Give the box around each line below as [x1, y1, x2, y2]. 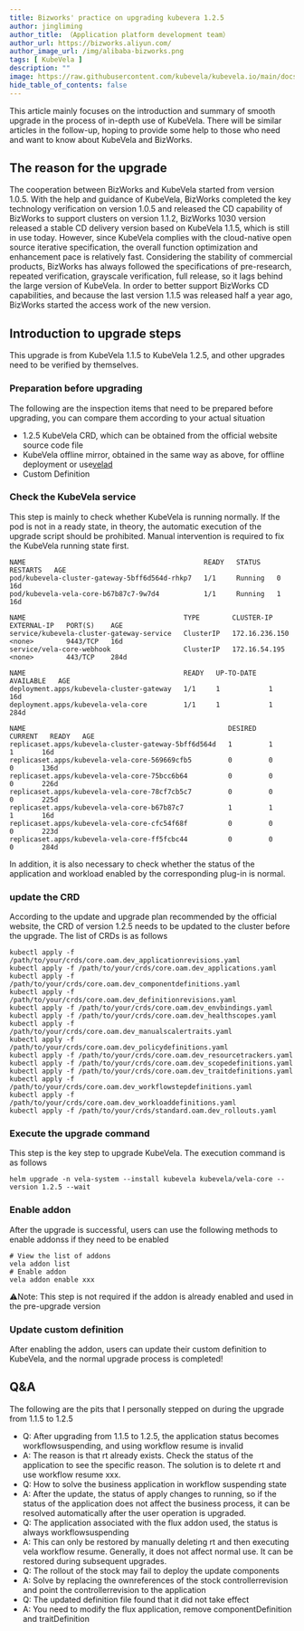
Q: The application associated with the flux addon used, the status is [22, 1517, 279, 1528]
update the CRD [9, 890, 81, 903]
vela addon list [9, 1259, 71, 1268]
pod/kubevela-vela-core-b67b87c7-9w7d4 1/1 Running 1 [9, 589, 281, 598]
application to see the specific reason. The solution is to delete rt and [22, 1459, 281, 1470]
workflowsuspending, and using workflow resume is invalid [22, 1440, 244, 1451]
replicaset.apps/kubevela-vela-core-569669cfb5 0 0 [9, 755, 273, 764]
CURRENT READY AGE [9, 732, 95, 741]
